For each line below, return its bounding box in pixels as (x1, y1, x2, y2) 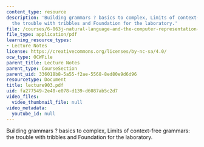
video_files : (6, 94, 39, 100)
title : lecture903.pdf (6, 83, 64, 89)
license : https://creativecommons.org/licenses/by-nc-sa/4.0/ (6, 49, 167, 55)
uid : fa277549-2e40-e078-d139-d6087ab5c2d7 (6, 88, 118, 94)
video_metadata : (6, 104, 47, 111)
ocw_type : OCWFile (6, 54, 53, 60)
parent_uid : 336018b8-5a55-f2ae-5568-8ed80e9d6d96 (6, 71, 137, 77)
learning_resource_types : (6, 37, 72, 43)
